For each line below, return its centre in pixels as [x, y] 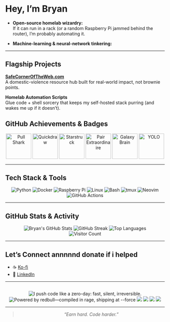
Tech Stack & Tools [36, 178]
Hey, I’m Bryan [36, 9]
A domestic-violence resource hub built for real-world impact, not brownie [83, 82]
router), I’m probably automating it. [49, 34]
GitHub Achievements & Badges [57, 124]
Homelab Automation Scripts [36, 97]
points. [12, 87]
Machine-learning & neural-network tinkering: [62, 43]
